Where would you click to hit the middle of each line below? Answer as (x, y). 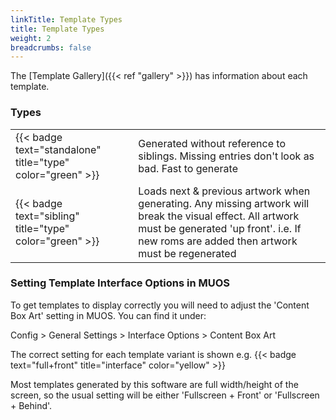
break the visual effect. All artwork (219, 216)
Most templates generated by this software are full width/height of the (154, 384)
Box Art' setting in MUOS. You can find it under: (108, 315)
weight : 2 (31, 38)
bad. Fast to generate (188, 168)
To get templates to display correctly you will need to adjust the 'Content (160, 305)
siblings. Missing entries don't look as (226, 156)
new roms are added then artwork (218, 241)
